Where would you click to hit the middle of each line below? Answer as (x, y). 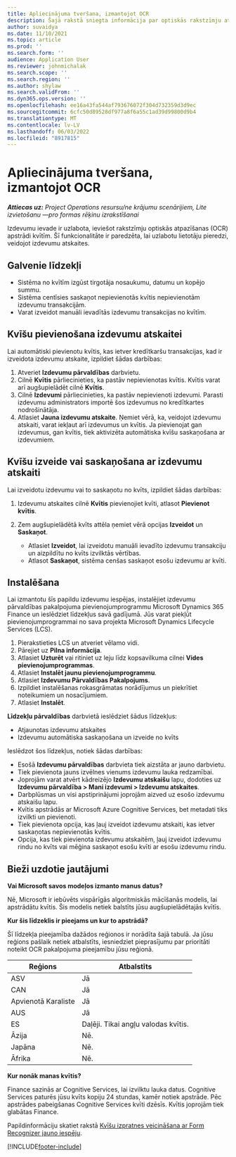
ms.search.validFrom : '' (44, 92)
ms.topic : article (34, 40)
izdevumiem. (36, 440)
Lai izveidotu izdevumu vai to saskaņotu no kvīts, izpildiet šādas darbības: (114, 490)
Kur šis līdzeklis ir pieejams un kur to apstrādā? (78, 921)
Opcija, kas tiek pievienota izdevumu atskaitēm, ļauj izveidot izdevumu (119, 839)
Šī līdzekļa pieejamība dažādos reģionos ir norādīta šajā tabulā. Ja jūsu (110, 934)
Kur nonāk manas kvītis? (44, 1076)
